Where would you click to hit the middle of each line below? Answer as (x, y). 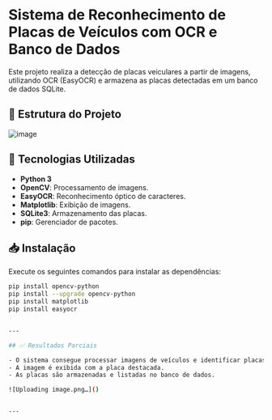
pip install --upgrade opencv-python (72, 294)
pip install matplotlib (49, 302)
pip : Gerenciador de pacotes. (69, 222)
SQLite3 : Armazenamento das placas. (83, 213)
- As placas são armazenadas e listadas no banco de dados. (112, 375)
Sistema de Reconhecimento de (117, 15)
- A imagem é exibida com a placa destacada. (86, 367)
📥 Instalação (42, 248)
